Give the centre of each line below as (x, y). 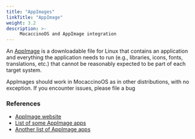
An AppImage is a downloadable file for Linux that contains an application (97, 51)
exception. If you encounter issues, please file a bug (71, 88)
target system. (24, 70)
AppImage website (38, 117)
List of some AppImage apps (50, 123)
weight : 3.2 (21, 23)
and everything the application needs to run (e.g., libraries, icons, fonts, (94, 58)
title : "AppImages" (31, 12)
